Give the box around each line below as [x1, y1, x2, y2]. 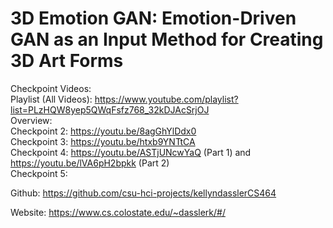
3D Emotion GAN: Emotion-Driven [10, 7, 297, 30]
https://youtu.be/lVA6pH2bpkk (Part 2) [10, 157, 170, 169]
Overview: [10, 114, 53, 126]
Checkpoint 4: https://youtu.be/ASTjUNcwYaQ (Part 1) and [10, 146, 252, 158]
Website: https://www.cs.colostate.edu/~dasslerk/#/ [10, 206, 226, 218]
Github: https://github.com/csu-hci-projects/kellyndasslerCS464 [10, 187, 277, 199]
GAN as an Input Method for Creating [10, 28, 324, 51]
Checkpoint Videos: [10, 82, 92, 94]
